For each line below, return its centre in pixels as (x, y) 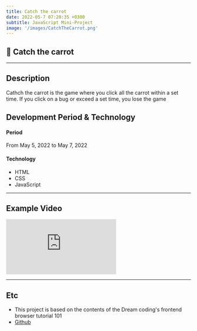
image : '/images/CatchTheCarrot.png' (52, 28)
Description (28, 78)
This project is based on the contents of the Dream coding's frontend (98, 310)
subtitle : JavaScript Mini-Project (50, 22)
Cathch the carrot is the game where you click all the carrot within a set (92, 92)
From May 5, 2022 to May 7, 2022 (47, 145)
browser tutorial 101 (38, 316)
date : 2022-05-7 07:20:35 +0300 (45, 17)
